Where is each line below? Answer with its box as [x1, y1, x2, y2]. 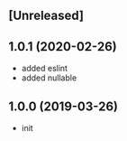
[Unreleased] [8, 8, 85, 23]
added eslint [21, 63, 68, 74]
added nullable [21, 72, 77, 83]
